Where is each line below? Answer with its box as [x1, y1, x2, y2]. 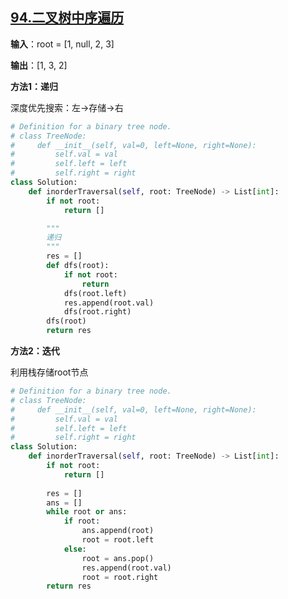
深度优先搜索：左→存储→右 [10, 101, 124, 113]
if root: [63, 516, 101, 527]
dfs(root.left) [63, 288, 128, 298]
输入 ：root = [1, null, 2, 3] [10, 38, 115, 50]
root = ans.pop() [81, 553, 155, 563]
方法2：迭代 [10, 345, 60, 357]
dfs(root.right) [63, 307, 132, 317]
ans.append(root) [81, 526, 155, 536]
